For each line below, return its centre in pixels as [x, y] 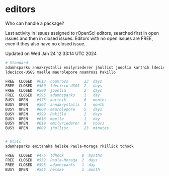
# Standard [17, 63]
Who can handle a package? [35, 23]
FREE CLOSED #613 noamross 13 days [54, 81]
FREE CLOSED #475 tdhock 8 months [54, 155]
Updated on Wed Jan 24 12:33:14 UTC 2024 [51, 53]
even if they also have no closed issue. [45, 43]
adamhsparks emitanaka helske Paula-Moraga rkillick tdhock [70, 146]
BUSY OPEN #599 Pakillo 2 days [54, 114]
